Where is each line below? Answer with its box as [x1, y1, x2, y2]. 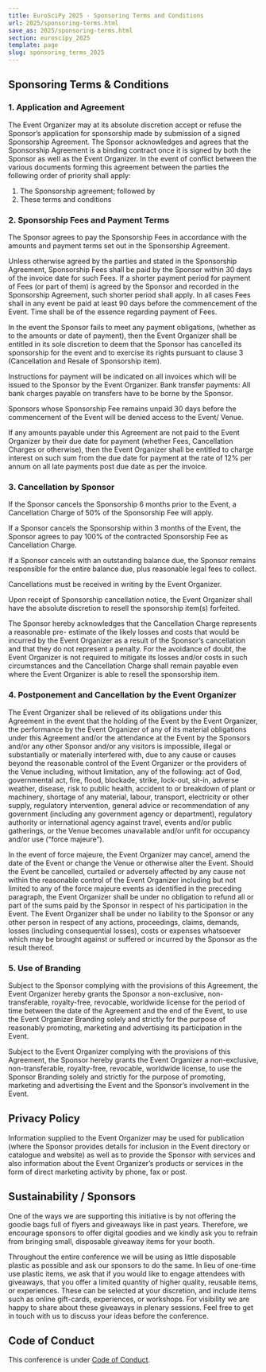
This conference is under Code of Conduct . [8, 1355, 151, 1365]
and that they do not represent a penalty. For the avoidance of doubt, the [8, 644, 247, 654]
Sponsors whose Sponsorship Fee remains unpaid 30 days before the [8, 403, 237, 414]
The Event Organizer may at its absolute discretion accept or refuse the [8, 120, 242, 130]
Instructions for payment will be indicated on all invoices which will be [8, 371, 237, 381]
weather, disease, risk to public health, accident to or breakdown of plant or [8, 783, 256, 793]
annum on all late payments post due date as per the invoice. [8, 461, 208, 471]
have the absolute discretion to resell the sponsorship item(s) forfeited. [8, 604, 241, 613]
